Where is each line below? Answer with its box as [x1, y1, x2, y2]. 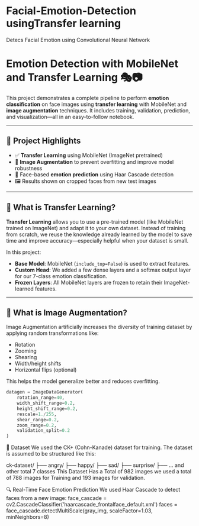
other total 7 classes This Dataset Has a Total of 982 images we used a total [6, 468, 191, 475]
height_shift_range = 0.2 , [17, 405, 78, 412]
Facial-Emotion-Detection [6, 4, 136, 18]
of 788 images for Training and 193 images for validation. [6, 475, 145, 482]
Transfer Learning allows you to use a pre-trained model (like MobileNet [6, 218, 184, 225]
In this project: [6, 249, 41, 256]
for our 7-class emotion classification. [14, 272, 108, 279]
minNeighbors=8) [6, 514, 49, 521]
